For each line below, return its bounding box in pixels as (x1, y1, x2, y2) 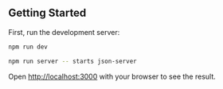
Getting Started (8, 6, 87, 20)
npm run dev (8, 43, 48, 51)
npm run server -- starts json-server (8, 57, 137, 65)
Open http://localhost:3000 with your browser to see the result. (8, 72, 217, 81)
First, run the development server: (8, 27, 120, 37)
